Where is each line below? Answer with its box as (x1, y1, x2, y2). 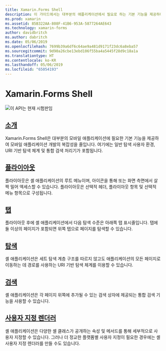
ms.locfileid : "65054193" (5, 67, 58, 72)
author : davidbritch (5, 30, 48, 35)
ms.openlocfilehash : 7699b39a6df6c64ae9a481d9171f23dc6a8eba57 (5, 44, 138, 49)
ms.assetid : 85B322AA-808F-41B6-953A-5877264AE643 (5, 21, 112, 26)
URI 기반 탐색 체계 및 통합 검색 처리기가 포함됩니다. (5, 147, 103, 153)
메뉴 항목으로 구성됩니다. (5, 190, 53, 196)
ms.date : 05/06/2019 (5, 40, 48, 44)
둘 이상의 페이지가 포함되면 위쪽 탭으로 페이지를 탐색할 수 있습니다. (5, 226, 133, 232)
